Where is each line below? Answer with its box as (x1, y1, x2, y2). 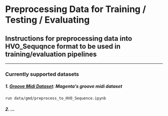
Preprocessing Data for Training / (5, 4, 146, 15)
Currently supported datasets (5, 70, 79, 77)
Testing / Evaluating (5, 14, 90, 26)
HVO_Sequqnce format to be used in (5, 42, 121, 51)
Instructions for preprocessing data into (5, 34, 132, 43)
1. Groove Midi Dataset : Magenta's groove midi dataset (5, 83, 122, 89)
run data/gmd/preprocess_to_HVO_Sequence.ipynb (5, 95, 106, 101)
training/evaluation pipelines (5, 50, 97, 58)
